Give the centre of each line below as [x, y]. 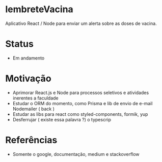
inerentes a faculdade [35, 98]
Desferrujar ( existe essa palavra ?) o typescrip [62, 119]
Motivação [29, 78]
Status [20, 44]
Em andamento [29, 58]
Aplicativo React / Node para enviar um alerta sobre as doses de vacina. [81, 23]
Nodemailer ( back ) [34, 109]
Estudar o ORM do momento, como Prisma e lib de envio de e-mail [83, 103]
